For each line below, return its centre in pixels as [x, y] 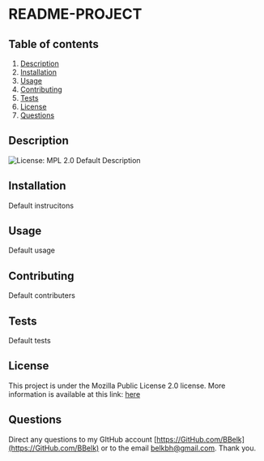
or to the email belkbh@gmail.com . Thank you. [179, 448]
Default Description [108, 160]
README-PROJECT [75, 14]
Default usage [32, 250]
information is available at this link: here [75, 394]
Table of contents [53, 44]
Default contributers [42, 295]
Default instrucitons [41, 205]
